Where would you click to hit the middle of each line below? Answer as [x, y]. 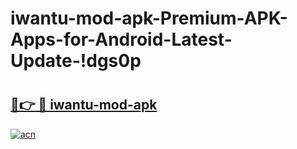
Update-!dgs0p [76, 61]
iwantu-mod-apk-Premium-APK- [149, 18]
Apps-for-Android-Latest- [121, 39]
